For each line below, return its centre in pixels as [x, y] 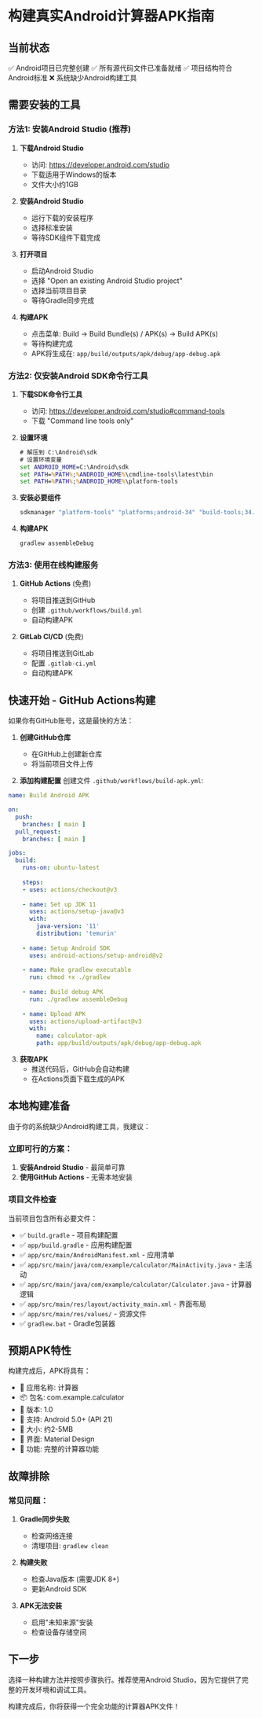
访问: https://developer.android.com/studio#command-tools [128, 410]
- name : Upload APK [54, 1014]
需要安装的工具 [44, 105]
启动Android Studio [62, 270]
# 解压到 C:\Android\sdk [58, 452]
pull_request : [38, 831]
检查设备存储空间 [59, 1632]
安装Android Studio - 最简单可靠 [72, 1168]
